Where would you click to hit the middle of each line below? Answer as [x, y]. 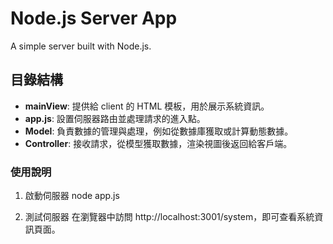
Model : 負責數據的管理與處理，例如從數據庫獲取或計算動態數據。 [159, 131]
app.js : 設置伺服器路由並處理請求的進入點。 [115, 118]
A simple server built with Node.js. [81, 46]
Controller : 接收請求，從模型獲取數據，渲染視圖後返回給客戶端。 [158, 143]
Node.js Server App [94, 18]
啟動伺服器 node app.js [72, 196]
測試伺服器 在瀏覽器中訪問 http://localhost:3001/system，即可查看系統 [169, 217]
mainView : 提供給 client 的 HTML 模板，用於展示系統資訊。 [147, 106]
